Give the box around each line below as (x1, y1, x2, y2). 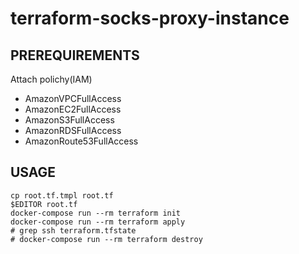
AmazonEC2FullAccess (24, 103, 122, 115)
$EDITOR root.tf (10, 199, 78, 209)
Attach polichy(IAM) (10, 73, 93, 85)
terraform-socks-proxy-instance (10, 7, 290, 30)
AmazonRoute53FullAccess (24, 135, 139, 147)
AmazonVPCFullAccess (24, 93, 122, 104)
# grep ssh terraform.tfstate (10, 225, 137, 236)
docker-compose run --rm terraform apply (10, 217, 186, 227)
